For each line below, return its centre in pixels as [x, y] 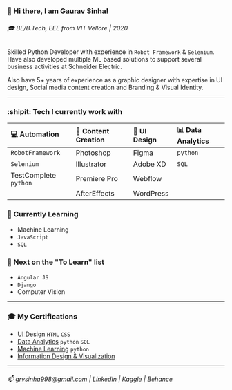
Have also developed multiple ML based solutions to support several [105, 59]
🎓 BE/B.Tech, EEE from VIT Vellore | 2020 [68, 28]
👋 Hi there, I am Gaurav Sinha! [58, 11]
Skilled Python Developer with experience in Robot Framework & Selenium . [111, 52]
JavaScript [33, 237]
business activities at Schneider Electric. [65, 67]
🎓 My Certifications [42, 316]
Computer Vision [41, 292]
